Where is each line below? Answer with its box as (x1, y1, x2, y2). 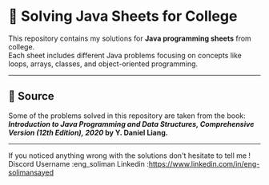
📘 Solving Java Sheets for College (8, 7, 238, 26)
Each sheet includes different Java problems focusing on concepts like (8, 50, 242, 60)
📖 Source (8, 89, 54, 103)
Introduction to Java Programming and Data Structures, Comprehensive (8, 119, 255, 128)
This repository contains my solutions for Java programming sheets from (8, 33, 252, 43)
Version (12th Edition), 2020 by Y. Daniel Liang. (8, 128, 168, 137)
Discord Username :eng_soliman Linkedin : (8, 159, 150, 168)
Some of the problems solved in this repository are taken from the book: (8, 111, 246, 120)
